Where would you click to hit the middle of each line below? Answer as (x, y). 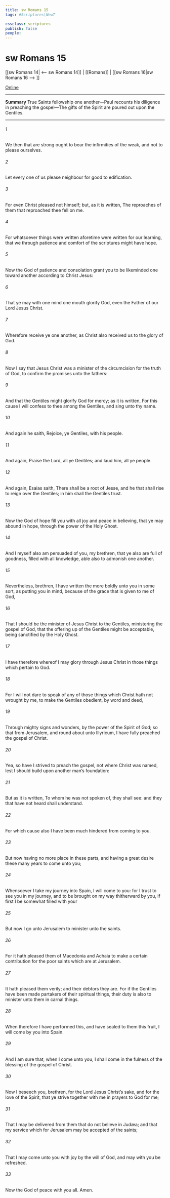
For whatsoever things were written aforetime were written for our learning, (84, 237)
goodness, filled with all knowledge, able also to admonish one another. (80, 558)
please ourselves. (24, 150)
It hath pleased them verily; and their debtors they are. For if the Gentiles (81, 988)
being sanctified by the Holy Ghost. (42, 635)
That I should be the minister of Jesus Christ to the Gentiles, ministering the (84, 624)
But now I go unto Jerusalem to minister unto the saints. (63, 929)
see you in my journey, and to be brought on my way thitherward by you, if (83, 896)
